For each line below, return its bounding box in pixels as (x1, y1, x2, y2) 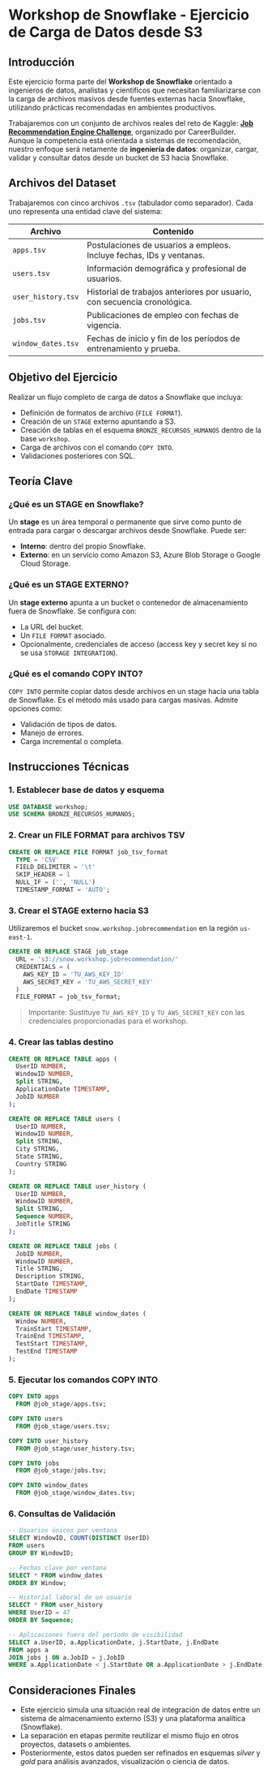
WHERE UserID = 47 (8, 1608, 70, 1617)
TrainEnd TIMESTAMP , (15, 1333, 85, 1341)
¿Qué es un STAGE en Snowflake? (8, 498, 144, 510)
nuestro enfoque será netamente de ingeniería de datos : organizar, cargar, (8, 144, 259, 153)
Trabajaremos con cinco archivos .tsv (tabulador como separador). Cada (8, 197, 253, 208)
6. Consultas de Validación (8, 1508, 116, 1519)
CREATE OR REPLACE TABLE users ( (8, 1114, 121, 1123)
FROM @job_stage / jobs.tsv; (15, 1466, 107, 1475)
